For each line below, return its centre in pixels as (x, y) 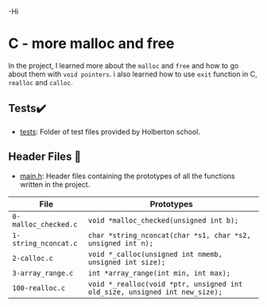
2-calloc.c (33, 258)
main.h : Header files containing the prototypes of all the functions (128, 176)
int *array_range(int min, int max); (159, 273)
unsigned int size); (127, 262)
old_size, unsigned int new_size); (155, 292)
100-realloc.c (39, 288)
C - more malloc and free (91, 44)
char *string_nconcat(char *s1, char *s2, (170, 235)
